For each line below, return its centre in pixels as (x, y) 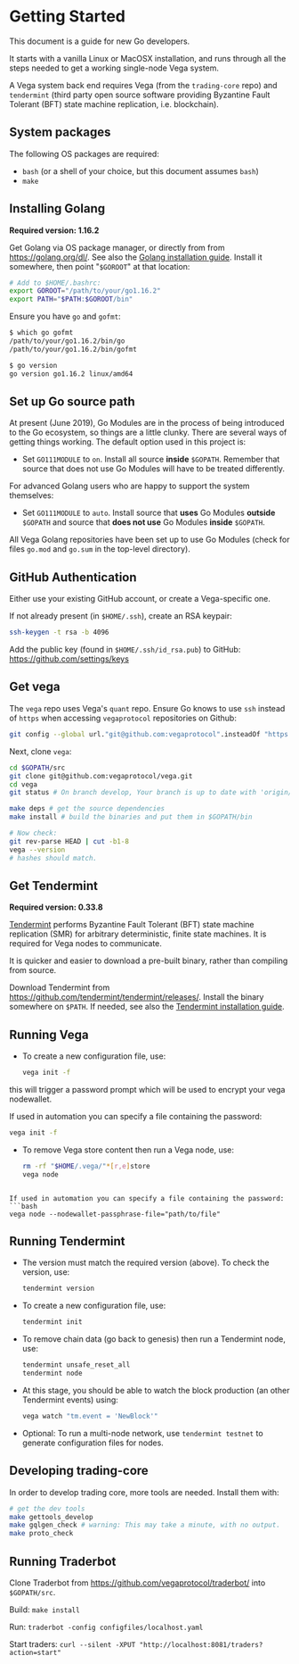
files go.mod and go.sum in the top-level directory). (100, 549)
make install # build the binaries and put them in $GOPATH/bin (131, 817)
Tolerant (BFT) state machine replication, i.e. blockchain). (114, 104)
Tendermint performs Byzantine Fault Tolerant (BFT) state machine (132, 925)
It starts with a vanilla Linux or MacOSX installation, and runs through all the (148, 58)
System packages (60, 133)
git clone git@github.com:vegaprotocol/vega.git (101, 776)
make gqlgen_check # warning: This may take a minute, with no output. (145, 1525)
